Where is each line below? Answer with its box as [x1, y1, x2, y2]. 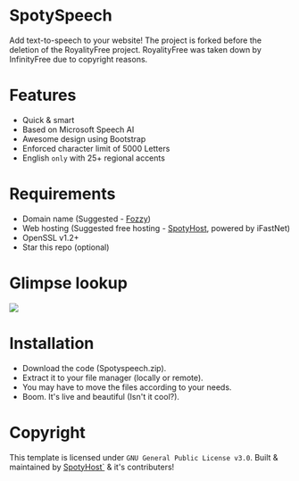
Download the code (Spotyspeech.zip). [21, 362, 167, 373]
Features [9, 86, 77, 105]
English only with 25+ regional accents [21, 153, 165, 163]
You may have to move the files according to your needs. [21, 381, 232, 393]
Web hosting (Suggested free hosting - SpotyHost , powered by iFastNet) [21, 222, 291, 233]
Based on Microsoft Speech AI [21, 124, 135, 135]
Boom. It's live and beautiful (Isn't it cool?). [21, 391, 180, 402]
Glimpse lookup [9, 273, 128, 293]
